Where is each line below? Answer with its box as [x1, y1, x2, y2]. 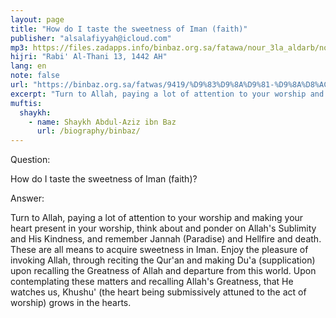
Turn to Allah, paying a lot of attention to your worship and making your [10, 212, 304, 224]
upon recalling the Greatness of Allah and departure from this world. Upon [10, 265, 317, 277]
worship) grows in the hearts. [10, 297, 132, 309]
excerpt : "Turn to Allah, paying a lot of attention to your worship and [10, 89, 325, 99]
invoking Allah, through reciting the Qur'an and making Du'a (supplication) [10, 254, 316, 266]
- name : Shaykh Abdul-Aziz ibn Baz [28, 117, 177, 127]
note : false [10, 71, 60, 81]
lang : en [10, 61, 47, 71]
